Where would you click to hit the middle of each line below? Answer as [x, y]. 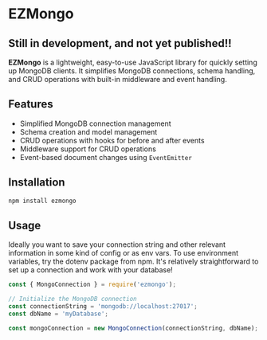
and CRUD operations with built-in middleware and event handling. [118, 79]
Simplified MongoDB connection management [95, 123]
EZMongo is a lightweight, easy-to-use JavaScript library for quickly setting [133, 62]
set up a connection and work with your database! [90, 270]
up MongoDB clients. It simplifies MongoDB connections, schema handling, [132, 71]
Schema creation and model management [88, 131]
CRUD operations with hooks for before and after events [112, 140]
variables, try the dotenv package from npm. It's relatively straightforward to [133, 262]
